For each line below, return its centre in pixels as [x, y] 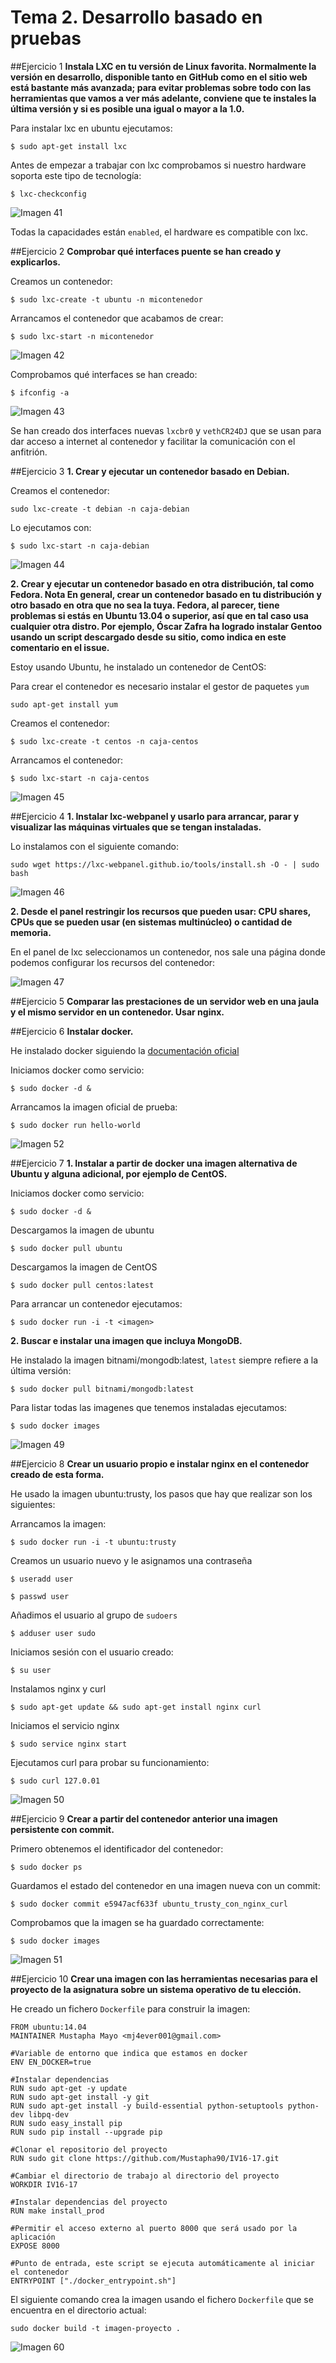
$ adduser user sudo [53, 1633]
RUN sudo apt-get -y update [69, 2088]
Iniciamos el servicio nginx [65, 1725]
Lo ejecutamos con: [51, 527]
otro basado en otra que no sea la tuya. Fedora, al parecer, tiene [145, 605]
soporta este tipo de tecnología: [76, 175]
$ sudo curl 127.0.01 [55, 1781]
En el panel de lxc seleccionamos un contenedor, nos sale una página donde [168, 952]
